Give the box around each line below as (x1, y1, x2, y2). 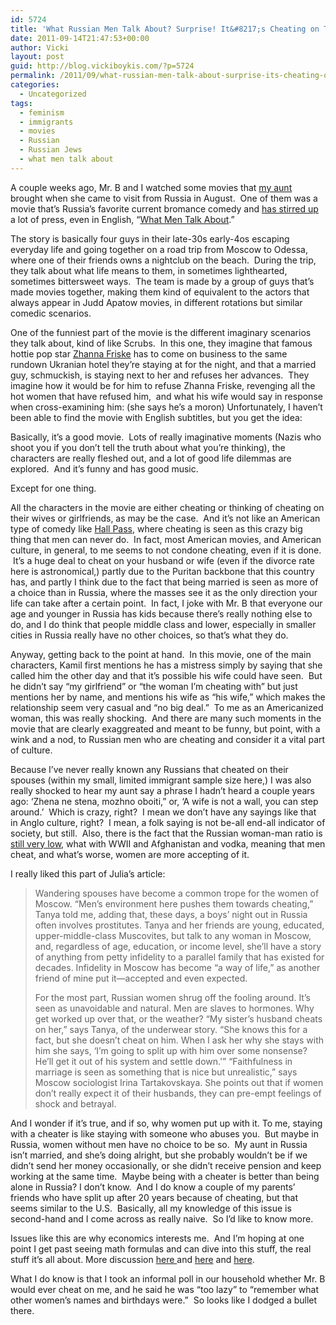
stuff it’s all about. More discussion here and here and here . (10, 1253, 255, 1265)
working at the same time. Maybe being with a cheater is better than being (10, 1170, 320, 1182)
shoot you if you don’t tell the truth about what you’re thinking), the (10, 441, 286, 453)
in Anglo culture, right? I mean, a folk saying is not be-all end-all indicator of (10, 816, 326, 828)
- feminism (19, 107, 65, 118)
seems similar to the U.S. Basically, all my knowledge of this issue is (10, 1202, 292, 1214)
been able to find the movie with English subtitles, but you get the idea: (10, 411, 303, 423)
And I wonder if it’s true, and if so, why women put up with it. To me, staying (10, 1117, 323, 1129)
